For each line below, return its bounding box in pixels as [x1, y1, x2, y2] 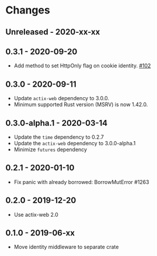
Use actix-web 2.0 [13, 211, 59, 218]
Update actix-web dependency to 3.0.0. [13, 95, 109, 102]
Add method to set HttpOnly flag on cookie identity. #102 [13, 62, 151, 69]
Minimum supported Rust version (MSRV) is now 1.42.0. [13, 101, 148, 108]
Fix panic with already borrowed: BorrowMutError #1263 [13, 178, 149, 185]
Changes [5, 4, 50, 17]
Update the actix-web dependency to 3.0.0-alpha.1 [13, 140, 136, 147]
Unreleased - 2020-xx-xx [5, 27, 100, 37]
